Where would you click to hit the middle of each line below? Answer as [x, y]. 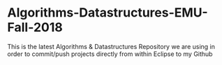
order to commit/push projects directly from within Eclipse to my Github [110, 54]
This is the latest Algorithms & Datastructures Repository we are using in [111, 46]
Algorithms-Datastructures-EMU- [108, 13]
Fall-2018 [35, 27]
